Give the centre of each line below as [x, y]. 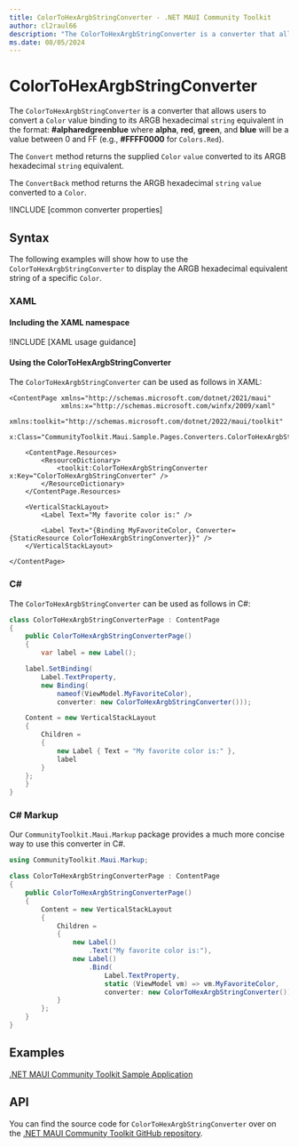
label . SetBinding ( [59, 669]
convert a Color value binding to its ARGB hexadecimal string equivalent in [146, 120]
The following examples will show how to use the [99, 259]
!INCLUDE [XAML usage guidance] [73, 342]
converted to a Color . [48, 193]
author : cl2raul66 [43, 26]
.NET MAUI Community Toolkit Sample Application [101, 1074]
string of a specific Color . [55, 278]
